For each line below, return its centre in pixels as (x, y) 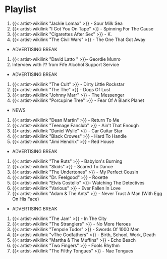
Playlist (20, 9)
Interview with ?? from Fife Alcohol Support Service (66, 64)
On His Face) (25, 199)
